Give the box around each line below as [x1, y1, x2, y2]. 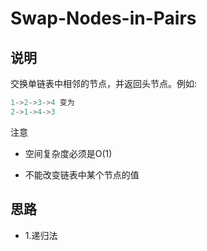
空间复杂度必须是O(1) [24, 147, 113, 159]
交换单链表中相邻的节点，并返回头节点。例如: [10, 78, 198, 89]
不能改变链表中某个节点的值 [24, 168, 140, 181]
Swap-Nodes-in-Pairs [10, 7, 197, 30]
